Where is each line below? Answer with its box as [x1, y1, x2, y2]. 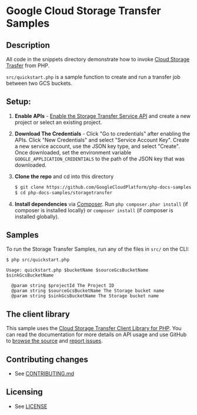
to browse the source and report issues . [6, 337, 103, 344]
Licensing [6, 387, 43, 397]
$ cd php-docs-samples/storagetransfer [14, 190, 113, 196]
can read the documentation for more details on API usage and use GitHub [6, 331, 187, 338]
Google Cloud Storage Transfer [6, 4, 162, 18]
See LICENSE [14, 403, 48, 410]
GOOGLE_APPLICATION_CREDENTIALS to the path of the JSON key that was [14, 155, 185, 162]
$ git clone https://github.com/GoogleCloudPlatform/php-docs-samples [14, 184, 192, 190]
